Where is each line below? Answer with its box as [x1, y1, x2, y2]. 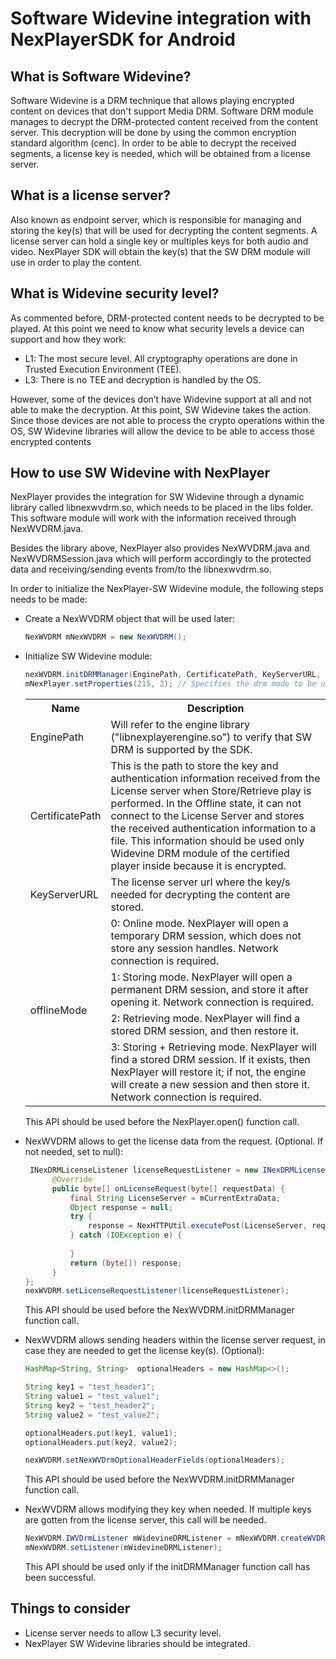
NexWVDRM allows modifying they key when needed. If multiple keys [24, 1503, 312, 1516]
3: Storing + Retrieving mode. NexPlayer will [110, 1040, 317, 1054]
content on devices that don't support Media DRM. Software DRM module [10, 105, 314, 117]
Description [187, 702, 245, 716]
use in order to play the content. [10, 256, 143, 268]
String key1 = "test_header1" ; [24, 1382, 156, 1392]
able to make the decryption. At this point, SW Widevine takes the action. [10, 403, 312, 416]
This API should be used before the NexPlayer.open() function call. [24, 1116, 300, 1128]
